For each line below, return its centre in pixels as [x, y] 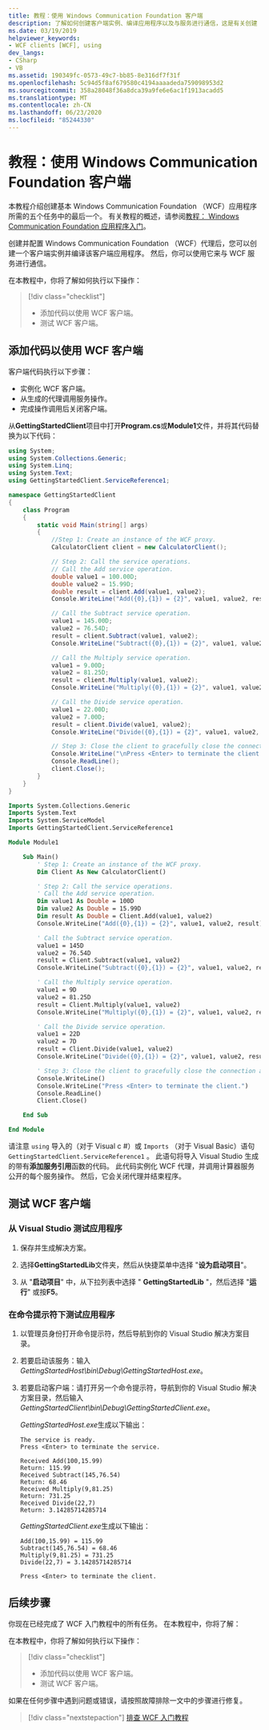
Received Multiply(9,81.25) [66, 1489]
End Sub [35, 1116]
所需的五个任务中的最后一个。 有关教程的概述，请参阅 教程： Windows [124, 216]
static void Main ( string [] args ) [93, 525]
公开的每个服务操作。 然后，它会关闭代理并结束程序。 [97, 1176]
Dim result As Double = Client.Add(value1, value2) [125, 916]
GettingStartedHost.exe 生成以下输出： [83, 1424]
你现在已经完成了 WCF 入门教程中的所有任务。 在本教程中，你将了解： [125, 1623]
